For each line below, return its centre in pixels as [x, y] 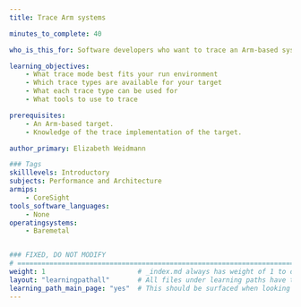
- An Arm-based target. [70, 124]
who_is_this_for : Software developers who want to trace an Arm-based [144, 50]
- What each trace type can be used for [102, 91]
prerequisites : [38, 115]
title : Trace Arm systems [57, 17]
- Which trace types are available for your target [124, 83]
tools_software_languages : [60, 206]
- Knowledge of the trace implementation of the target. [134, 132]
